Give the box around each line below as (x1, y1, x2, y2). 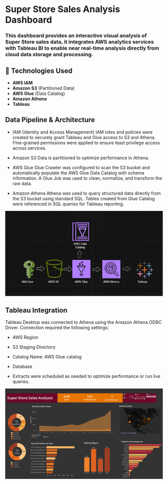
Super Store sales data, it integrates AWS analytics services (5, 39, 154, 46)
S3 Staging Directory (12, 344, 56, 350)
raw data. (12, 180, 32, 186)
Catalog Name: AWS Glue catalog (12, 354, 82, 360)
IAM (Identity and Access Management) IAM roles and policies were (12, 129, 153, 135)
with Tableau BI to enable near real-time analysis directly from (5, 45, 159, 52)
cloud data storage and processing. (5, 51, 93, 58)
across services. (12, 145, 46, 151)
